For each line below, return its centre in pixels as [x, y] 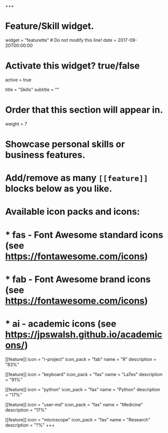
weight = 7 [16, 123]
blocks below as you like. [59, 189]
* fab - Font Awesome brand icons [78, 279]
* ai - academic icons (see [61, 324]
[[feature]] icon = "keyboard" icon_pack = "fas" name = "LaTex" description [84, 374]
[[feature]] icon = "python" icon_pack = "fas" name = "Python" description [83, 389]
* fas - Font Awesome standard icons [84, 235]
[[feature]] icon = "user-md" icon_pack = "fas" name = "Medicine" [74, 404]
